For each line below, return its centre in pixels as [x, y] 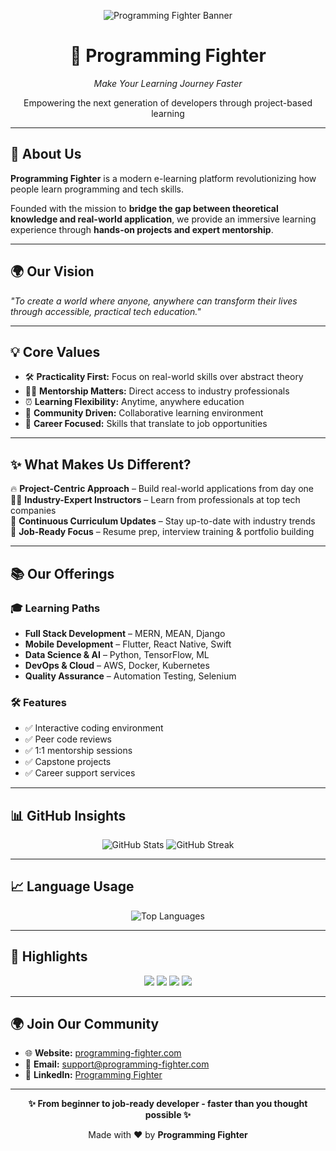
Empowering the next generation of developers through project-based [168, 102]
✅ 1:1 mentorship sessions [78, 751]
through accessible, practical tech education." [106, 311]
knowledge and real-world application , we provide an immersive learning [163, 219]
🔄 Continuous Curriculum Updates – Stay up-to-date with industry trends [163, 521]
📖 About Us [46, 154]
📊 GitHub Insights [68, 815]
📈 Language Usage [72, 886]
